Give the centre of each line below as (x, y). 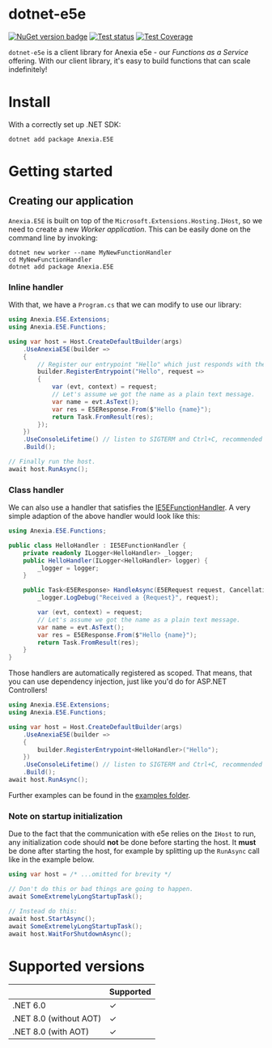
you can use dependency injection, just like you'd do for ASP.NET (118, 681)
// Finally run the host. (52, 462)
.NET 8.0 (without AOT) (57, 1019)
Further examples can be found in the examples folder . (100, 795)
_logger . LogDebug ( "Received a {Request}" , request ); (128, 598)
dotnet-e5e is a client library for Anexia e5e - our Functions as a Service (129, 52)
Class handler (36, 490)
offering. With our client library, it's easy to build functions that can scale (130, 61)
